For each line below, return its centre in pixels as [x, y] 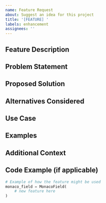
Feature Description [37, 49]
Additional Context [36, 153]
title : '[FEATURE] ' [27, 19]
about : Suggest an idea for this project [50, 15]
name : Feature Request [29, 10]
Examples [21, 136]
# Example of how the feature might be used [53, 182]
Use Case [21, 119]
